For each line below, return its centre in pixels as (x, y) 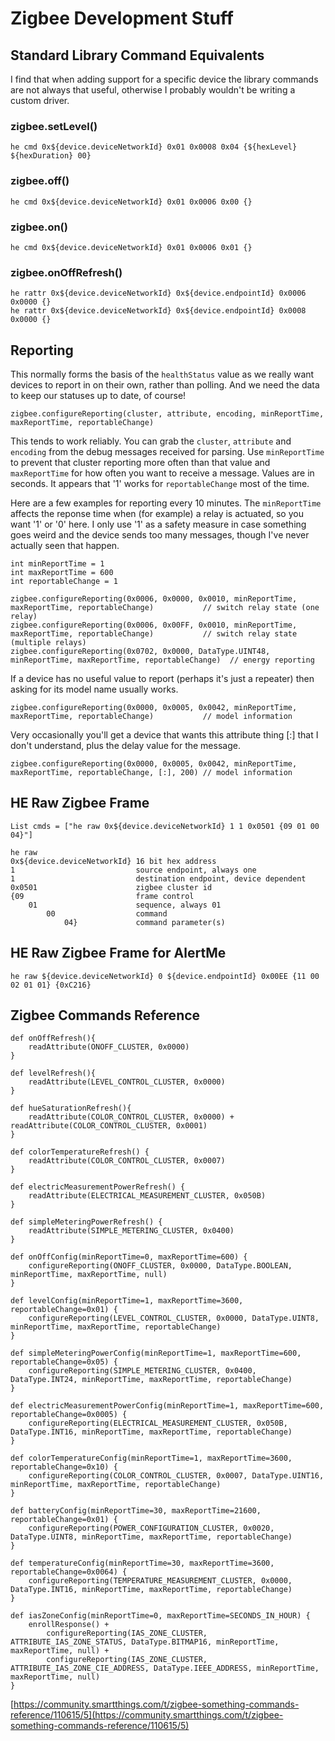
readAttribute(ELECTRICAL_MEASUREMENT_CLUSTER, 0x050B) (147, 1196)
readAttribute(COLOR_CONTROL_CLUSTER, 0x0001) (109, 1126)
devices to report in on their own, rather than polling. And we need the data (165, 385)
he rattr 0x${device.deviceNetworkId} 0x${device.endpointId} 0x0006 (158, 293)
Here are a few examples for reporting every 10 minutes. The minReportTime (166, 503)
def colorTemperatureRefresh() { (80, 1152)
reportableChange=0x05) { (64, 1362)
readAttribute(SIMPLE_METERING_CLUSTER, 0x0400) (131, 1231)
